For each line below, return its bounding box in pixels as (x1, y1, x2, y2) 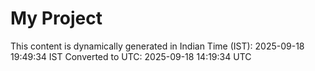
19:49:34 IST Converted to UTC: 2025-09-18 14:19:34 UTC (10, 50, 252, 62)
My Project (10, 7, 103, 30)
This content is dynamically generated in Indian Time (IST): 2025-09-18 (10, 40, 305, 52)
